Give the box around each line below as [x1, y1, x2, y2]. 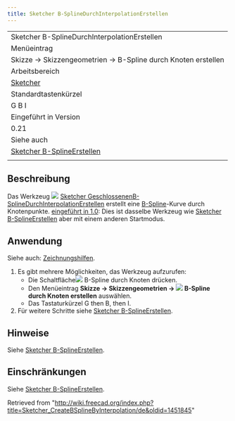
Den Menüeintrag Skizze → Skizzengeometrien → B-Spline [27, 284, 210, 293]
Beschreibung [7, 173, 70, 185]
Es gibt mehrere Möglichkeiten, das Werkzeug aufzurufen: [17, 268, 186, 276]
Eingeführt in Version [11, 112, 81, 122]
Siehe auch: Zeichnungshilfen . [7, 254, 96, 263]
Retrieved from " [7, 398, 55, 407]
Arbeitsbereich [11, 66, 60, 76]
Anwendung [7, 235, 63, 247]
